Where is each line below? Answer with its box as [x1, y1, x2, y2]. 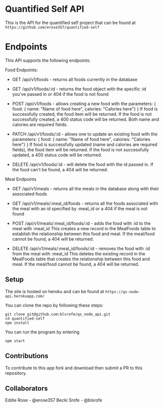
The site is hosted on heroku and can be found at [5, 288, 104, 294]
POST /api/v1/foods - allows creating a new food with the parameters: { [12, 101, 156, 107]
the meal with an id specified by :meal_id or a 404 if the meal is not [12, 205, 148, 212]
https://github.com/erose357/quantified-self [5, 25, 99, 30]
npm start [5, 338, 25, 343]
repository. [5, 370, 27, 376]
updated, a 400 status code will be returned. [12, 152, 102, 158]
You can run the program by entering [5, 329, 80, 335]
